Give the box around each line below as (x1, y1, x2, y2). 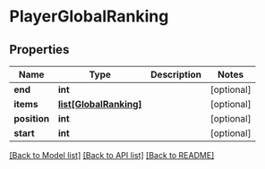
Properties (9, 42, 70, 57)
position (13, 113, 50, 124)
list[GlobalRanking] (57, 98, 142, 110)
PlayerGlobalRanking (9, 6, 169, 27)
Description (150, 69, 201, 80)
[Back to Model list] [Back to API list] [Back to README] (9, 150, 215, 160)
